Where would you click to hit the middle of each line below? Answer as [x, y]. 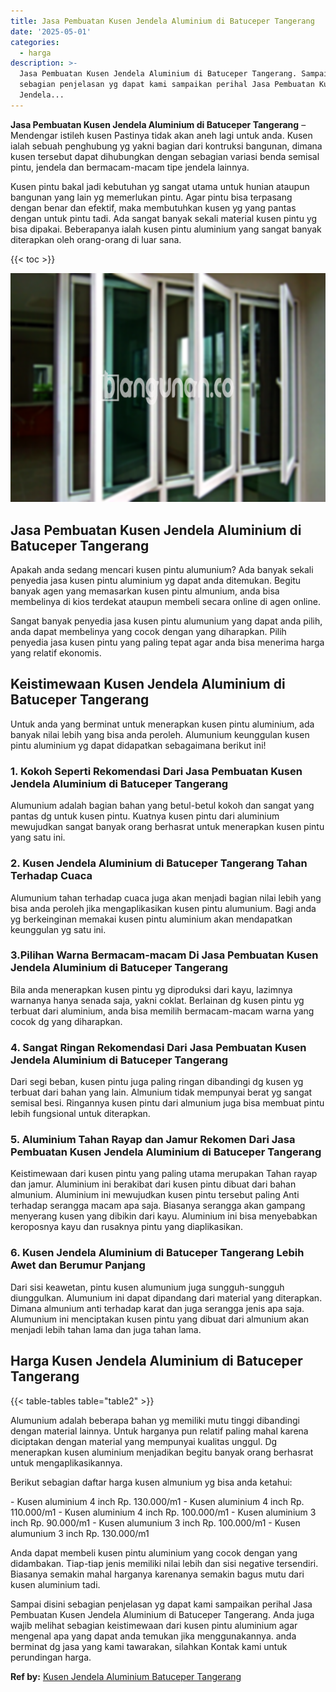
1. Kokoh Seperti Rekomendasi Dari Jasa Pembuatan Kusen [156, 771]
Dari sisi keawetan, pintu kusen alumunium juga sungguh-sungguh [147, 1287]
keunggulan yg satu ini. [58, 929]
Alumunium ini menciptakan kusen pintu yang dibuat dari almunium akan [160, 1319]
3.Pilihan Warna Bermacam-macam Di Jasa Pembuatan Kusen [164, 955]
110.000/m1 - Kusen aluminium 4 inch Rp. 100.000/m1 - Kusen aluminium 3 [163, 1512]
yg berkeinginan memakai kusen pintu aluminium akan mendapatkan [151, 919]
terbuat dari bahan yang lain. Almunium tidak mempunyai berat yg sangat [161, 1092]
